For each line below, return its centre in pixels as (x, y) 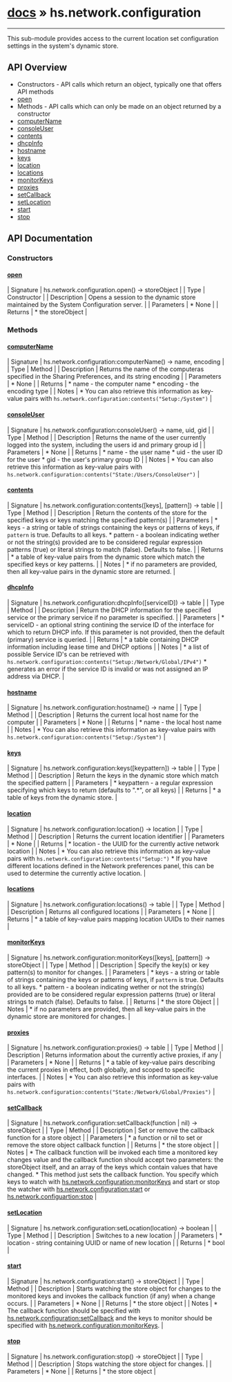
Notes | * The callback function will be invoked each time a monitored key (113, 1152)
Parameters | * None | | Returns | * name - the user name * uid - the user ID (115, 452)
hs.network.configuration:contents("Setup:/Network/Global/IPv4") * (107, 662)
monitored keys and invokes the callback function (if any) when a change (112, 1295)
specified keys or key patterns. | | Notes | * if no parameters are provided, (112, 564)
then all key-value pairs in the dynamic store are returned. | (91, 571)
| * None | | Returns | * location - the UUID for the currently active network (113, 843)
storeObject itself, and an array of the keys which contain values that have (113, 1167)
